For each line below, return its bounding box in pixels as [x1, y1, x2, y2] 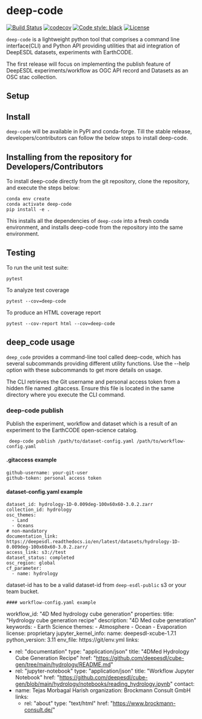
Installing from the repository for [6, 152, 132, 162]
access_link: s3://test [6, 549, 67, 556]
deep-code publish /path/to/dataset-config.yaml [8, 438, 135, 444]
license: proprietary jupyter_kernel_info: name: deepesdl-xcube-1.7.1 [6, 630, 177, 637]
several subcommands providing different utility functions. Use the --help [6, 360, 190, 367]
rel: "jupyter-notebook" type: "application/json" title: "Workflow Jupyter [15, 667, 194, 675]
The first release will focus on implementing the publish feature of [6, 60, 171, 68]
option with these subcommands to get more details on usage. [6, 366, 163, 373]
